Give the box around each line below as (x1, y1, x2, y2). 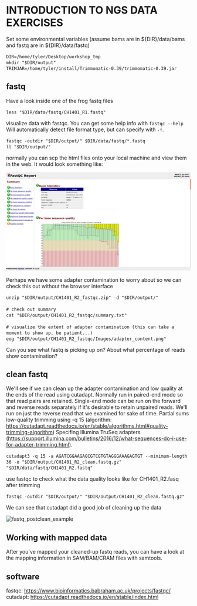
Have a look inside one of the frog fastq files (6, 97, 113, 104)
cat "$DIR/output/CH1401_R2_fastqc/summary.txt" (6, 312, 127, 318)
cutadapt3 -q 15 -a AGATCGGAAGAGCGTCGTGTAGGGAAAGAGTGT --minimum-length (6, 454, 188, 460)
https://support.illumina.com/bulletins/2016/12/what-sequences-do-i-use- (8, 435, 188, 442)
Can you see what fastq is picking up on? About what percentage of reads (6, 346, 186, 353)
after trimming (6, 482, 40, 489)
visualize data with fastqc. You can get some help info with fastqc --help (6, 119, 184, 126)
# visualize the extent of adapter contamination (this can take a (6, 324, 175, 330)
